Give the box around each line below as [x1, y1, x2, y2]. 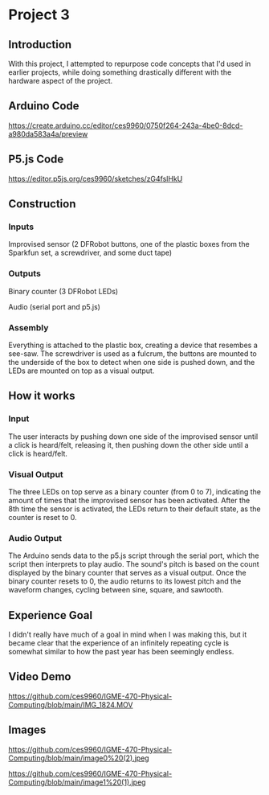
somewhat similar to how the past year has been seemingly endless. [8, 647, 234, 656]
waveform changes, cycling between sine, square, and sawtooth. [8, 585, 224, 595]
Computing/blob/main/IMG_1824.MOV [8, 699, 133, 709]
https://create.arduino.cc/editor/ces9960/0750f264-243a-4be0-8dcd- [8, 121, 243, 130]
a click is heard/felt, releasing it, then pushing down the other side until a [8, 440, 249, 449]
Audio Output [8, 532, 63, 543]
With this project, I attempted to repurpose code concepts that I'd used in [8, 59, 251, 68]
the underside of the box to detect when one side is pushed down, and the [8, 357, 255, 367]
